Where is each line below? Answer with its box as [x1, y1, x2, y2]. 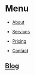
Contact [12, 48, 28, 53]
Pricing [12, 38, 27, 44]
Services [12, 28, 30, 34]
